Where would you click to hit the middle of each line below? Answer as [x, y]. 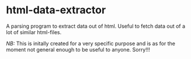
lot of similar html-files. [34, 32]
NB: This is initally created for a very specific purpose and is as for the [91, 43]
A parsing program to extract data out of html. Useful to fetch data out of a [96, 26]
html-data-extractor [56, 10]
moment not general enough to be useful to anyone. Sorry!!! [78, 49]
